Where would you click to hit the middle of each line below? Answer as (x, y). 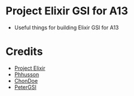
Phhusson (27, 74)
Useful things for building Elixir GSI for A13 (66, 27)
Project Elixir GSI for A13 (67, 11)
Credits (24, 52)
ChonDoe (26, 80)
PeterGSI (25, 87)
